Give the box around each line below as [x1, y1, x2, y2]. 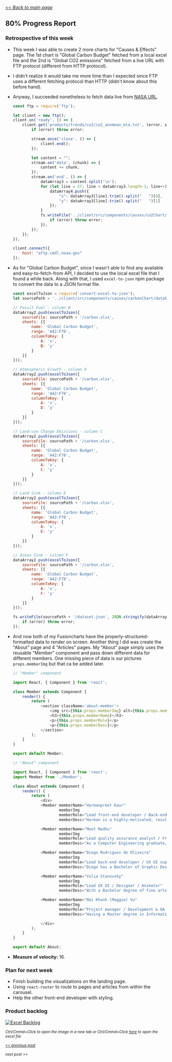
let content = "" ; [31, 155, 71, 160]
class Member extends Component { [12, 689, 87, 694]
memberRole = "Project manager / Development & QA [59, 907, 165, 912]
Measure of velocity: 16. [12, 954, 65, 960]
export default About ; [12, 945, 62, 950]
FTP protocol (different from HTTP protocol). [12, 63, 107, 69]
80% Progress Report [5, 19, 76, 28]
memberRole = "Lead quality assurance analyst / [59, 836, 160, 841]
